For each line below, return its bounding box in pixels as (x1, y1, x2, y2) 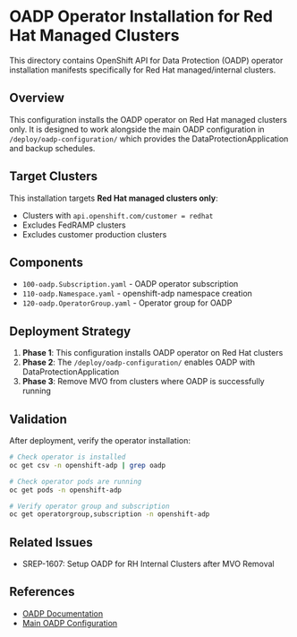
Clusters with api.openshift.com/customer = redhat (21, 210, 214, 220)
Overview (9, 90, 65, 106)
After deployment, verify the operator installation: (9, 435, 191, 445)
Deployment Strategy (9, 323, 132, 339)
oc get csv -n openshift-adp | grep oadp (9, 461, 166, 469)
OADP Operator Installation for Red (9, 6, 273, 27)
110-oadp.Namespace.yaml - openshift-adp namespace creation (21, 288, 253, 299)
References (9, 584, 75, 599)
